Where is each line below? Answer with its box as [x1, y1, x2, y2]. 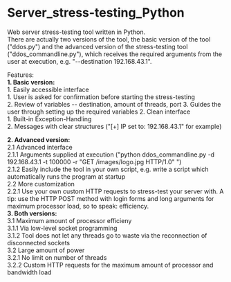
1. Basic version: [7, 78, 55, 86]
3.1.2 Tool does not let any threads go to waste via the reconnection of [7, 231, 207, 240]
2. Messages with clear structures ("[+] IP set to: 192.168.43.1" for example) [7, 122, 222, 130]
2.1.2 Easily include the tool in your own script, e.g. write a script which [7, 165, 209, 173]
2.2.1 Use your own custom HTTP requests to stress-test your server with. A [7, 187, 224, 195]
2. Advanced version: [7, 135, 71, 143]
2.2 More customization [7, 179, 75, 188]
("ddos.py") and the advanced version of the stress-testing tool [7, 42, 188, 51]
